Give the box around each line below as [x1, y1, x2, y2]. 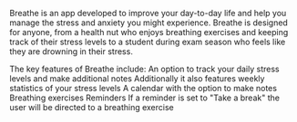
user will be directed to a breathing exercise [9, 102, 175, 112]
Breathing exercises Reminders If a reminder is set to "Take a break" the [9, 92, 281, 103]
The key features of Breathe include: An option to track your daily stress [9, 63, 280, 74]
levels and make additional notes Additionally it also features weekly [9, 73, 265, 84]
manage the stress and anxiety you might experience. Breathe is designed [9, 17, 289, 28]
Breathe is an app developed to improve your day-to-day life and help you [9, 8, 287, 18]
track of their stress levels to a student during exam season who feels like [9, 36, 286, 47]
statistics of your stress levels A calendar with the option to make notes [9, 83, 278, 93]
